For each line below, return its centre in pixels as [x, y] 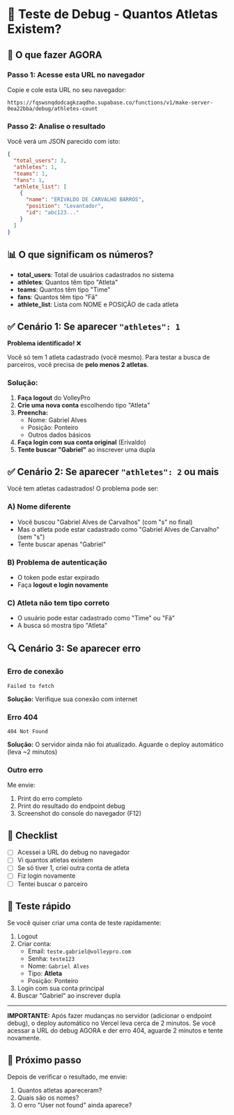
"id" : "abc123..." [52, 213]
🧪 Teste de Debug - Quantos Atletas [112, 14]
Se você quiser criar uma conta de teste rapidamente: [84, 923]
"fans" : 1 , [29, 180]
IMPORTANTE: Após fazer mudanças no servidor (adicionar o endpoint [110, 1016]
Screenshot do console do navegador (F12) [79, 814]
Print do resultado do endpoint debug [71, 806]
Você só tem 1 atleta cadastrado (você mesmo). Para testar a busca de [109, 357]
